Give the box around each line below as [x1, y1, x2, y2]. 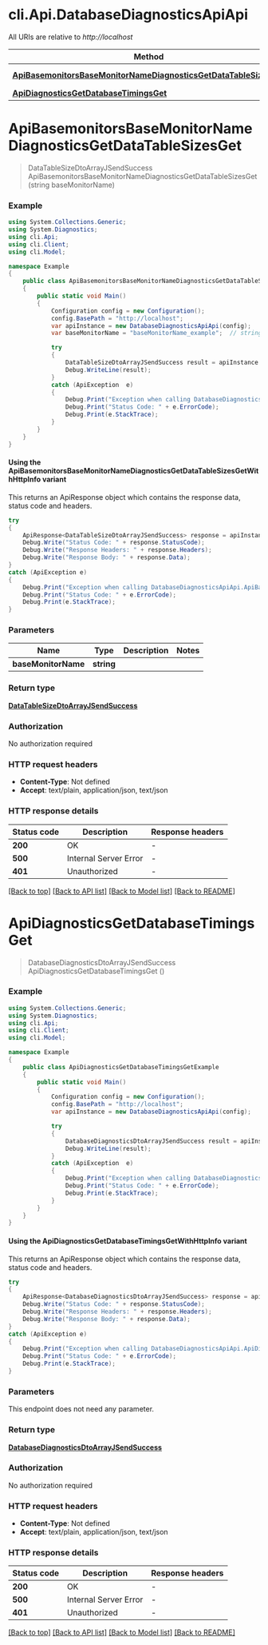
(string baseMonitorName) [27, 180, 116, 190]
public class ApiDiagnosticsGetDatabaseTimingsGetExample [22, 1063, 219, 1071]
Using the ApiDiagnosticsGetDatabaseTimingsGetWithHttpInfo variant [8, 1236, 247, 1245]
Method [133, 50, 164, 62]
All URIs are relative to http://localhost [8, 32, 133, 42]
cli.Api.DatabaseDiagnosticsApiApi [8, 6, 249, 24]
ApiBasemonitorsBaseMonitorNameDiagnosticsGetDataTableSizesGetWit [8, 466, 259, 476]
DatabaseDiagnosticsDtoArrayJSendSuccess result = [65, 1137, 238, 1145]
